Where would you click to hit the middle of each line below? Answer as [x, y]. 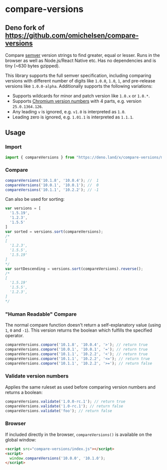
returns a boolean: [24, 392]
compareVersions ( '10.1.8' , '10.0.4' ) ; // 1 [52, 180]
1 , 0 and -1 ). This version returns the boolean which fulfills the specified [79, 330]
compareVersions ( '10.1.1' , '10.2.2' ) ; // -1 [52, 190]
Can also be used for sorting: [35, 199]
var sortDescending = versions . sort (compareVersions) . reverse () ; [74, 269]
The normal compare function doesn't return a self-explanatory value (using [83, 325]
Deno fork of [25, 28]
